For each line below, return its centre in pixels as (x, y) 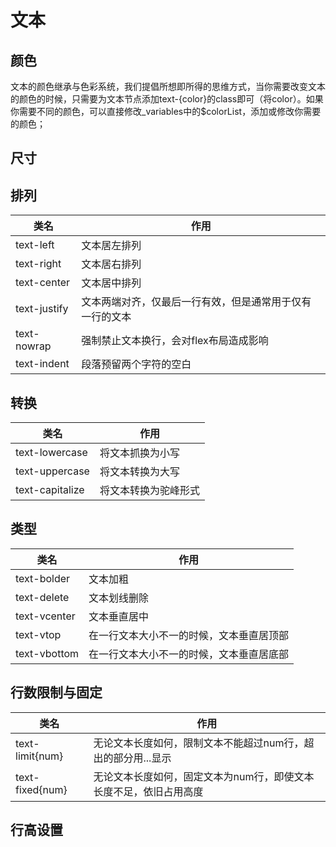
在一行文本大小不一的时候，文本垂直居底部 (189, 654)
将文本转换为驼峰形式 (149, 491)
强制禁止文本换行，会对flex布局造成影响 (175, 341)
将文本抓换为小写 (139, 453)
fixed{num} (41, 789)
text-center (43, 283)
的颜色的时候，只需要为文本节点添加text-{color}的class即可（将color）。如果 (167, 99)
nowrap (33, 346)
